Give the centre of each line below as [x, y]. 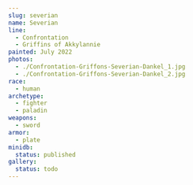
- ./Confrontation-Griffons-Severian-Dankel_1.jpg [100, 67]
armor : [19, 132]
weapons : [23, 118]
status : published [46, 154]
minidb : [21, 147]
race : [17, 81]
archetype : [26, 96]
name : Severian [33, 23]
